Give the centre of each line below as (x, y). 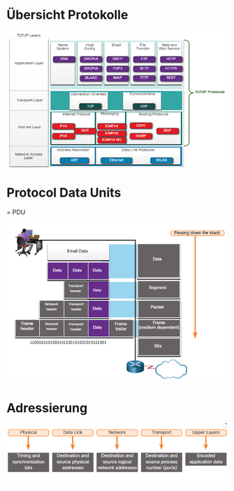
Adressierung (47, 408)
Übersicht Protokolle (67, 15)
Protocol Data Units (64, 193)
